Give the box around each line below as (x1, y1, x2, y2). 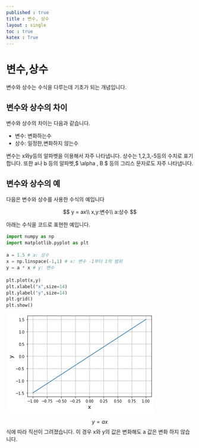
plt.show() (6, 302, 33, 308)
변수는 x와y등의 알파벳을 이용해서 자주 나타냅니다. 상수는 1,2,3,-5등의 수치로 (6, 152, 182, 159)
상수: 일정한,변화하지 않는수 (14, 140, 79, 147)
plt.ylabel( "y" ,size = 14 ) (6, 290, 68, 296)
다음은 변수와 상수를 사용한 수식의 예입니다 (6, 195, 105, 203)
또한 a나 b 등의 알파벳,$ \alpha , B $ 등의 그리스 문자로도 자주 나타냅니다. (23, 159, 194, 166)
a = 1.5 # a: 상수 (6, 253, 49, 258)
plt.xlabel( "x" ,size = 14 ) (6, 283, 68, 289)
